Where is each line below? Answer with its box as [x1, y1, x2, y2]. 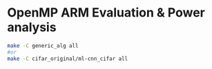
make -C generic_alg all [7, 42, 79, 49]
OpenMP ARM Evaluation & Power [7, 5, 205, 21]
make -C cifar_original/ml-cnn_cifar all [7, 55, 128, 62]
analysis [7, 19, 57, 35]
